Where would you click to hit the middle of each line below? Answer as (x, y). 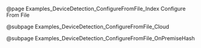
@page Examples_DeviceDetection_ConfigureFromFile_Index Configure (96, 9)
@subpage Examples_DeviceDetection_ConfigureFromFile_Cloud (88, 27)
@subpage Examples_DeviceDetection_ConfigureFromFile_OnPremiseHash (100, 38)
